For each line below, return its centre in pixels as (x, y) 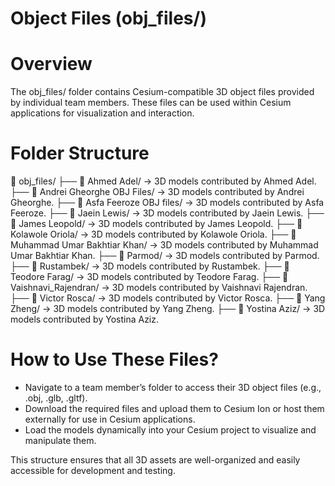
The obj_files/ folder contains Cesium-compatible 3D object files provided (162, 92)
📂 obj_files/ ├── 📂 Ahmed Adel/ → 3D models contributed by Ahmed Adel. (163, 181)
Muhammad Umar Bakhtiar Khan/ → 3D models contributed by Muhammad (164, 245)
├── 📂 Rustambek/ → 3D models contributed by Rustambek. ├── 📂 (150, 266)
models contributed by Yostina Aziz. (85, 319)
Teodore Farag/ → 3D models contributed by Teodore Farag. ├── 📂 (149, 277)
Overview (51, 64)
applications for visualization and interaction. (102, 113)
